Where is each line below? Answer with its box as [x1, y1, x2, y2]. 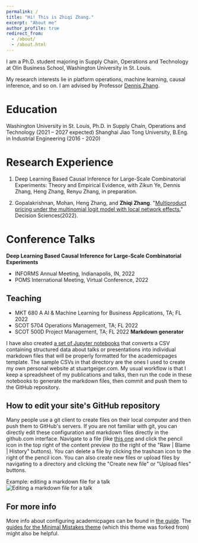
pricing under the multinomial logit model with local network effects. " [14, 205, 184, 213]
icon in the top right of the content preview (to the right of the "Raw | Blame [6, 442, 191, 449]
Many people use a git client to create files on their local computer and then [6, 416, 191, 423]
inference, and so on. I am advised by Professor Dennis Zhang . [6, 82, 160, 89]
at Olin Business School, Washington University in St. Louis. [6, 64, 152, 71]
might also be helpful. [6, 530, 59, 537]
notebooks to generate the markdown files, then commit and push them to [6, 377, 188, 384]
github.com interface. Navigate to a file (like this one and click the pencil [6, 435, 183, 442]
